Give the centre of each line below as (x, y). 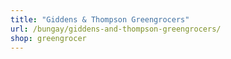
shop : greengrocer (48, 38)
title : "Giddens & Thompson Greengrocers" (100, 19)
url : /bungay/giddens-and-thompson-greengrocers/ (116, 29)
